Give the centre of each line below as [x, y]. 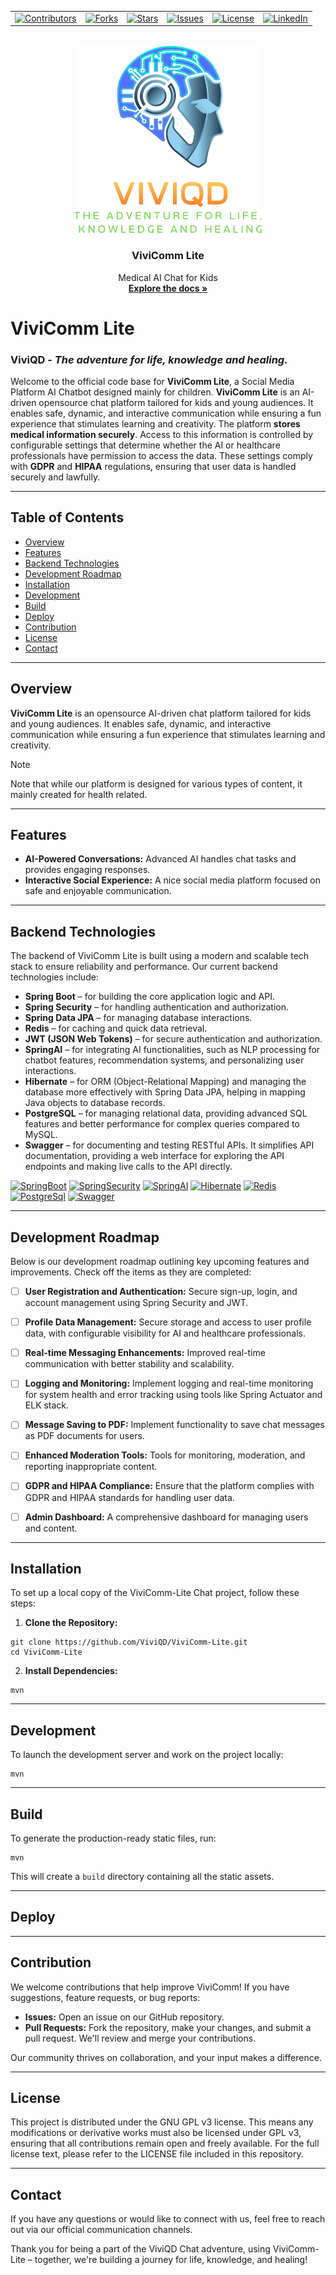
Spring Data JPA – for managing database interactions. [138, 1018]
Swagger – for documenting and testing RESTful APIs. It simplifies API [169, 1145]
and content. [51, 1528]
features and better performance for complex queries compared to [162, 1124]
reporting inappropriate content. [91, 1467]
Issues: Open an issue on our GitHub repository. [124, 2017]
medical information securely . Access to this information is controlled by [162, 435]
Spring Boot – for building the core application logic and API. [150, 997]
